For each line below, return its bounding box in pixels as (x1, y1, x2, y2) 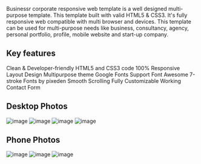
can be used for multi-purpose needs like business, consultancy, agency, (6, 24, 189, 31)
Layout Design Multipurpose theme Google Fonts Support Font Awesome (6, 71, 189, 78)
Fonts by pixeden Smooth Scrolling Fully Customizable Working (23, 77, 182, 84)
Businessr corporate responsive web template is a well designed (6, 5, 168, 12)
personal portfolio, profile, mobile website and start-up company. (6, 31, 168, 38)
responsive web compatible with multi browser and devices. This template (6, 18, 192, 25)
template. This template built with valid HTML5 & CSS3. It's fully (28, 11, 188, 19)
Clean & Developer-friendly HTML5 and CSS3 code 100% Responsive (6, 64, 180, 71)
